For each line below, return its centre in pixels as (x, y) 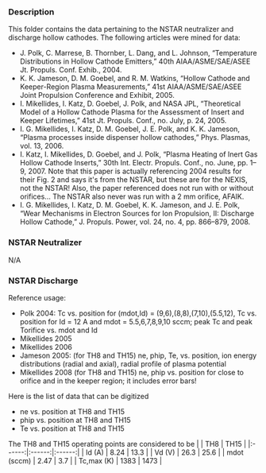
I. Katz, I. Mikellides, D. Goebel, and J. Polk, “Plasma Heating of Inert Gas (139, 154)
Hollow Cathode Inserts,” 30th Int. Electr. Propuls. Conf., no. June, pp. (134, 163)
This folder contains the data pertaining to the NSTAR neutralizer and (121, 29)
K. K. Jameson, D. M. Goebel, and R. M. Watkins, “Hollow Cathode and (135, 79)
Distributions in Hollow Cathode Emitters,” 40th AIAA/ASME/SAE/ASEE (135, 61)
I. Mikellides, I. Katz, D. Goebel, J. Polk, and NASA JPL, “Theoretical (130, 104)
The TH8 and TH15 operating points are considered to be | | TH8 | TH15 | (127, 444)
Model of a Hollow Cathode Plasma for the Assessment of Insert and (132, 112)
